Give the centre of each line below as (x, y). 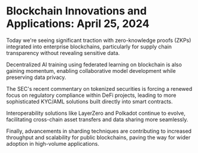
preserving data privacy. (36, 77)
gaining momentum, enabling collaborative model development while (91, 71)
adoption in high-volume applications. (53, 143)
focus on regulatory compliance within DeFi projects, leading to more (91, 95)
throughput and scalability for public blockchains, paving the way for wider (98, 137)
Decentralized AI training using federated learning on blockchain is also (94, 65)
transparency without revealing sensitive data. (63, 53)
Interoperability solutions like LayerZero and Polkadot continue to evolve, (96, 113)
